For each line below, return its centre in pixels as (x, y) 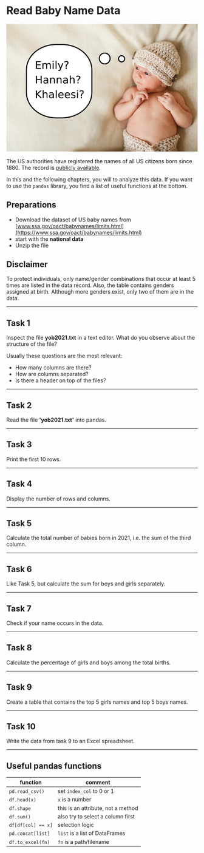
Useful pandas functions (54, 766)
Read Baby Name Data (63, 11)
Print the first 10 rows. (34, 459)
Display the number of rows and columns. (59, 499)
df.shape (20, 808)
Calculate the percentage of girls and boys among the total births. (89, 663)
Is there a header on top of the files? (60, 380)
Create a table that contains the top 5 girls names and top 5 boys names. (97, 702)
